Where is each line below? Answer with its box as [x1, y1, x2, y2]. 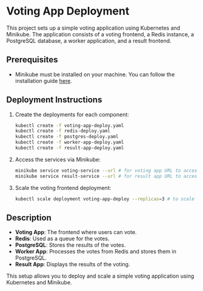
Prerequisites [6, 54, 58, 65]
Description [6, 212, 52, 223]
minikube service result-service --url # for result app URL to [15, 173, 181, 179]
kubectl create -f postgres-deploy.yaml [15, 134, 119, 140]
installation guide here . [15, 77, 73, 84]
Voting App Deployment [6, 4, 130, 18]
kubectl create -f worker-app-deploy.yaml [15, 139, 124, 146]
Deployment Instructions [6, 95, 102, 105]
